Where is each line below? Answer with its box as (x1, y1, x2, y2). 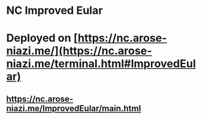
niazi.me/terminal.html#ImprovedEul (6, 57, 196, 71)
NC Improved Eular (6, 4, 103, 18)
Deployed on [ (6, 31, 78, 45)
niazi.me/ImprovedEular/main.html (6, 103, 141, 114)
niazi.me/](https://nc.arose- (6, 44, 152, 58)
